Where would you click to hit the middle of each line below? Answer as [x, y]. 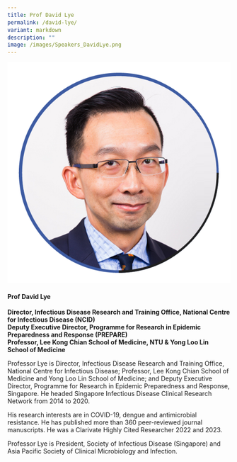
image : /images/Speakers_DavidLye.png [64, 45]
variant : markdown [34, 30]
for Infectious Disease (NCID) [51, 320]
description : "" [31, 38]
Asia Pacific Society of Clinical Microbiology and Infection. [93, 451]
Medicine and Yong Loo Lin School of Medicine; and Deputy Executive [110, 378]
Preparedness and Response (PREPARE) [68, 335]
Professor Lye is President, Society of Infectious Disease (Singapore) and [114, 444]
